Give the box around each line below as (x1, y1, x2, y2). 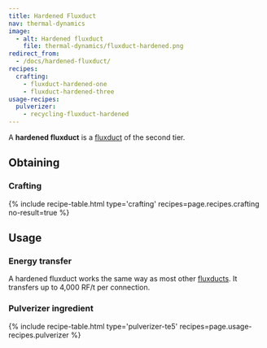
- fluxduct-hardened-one (23, 80, 107, 88)
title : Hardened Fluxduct (8, 11, 96, 20)
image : (8, 27, 31, 35)
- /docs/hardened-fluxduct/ (15, 58, 112, 66)
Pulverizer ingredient (8, 302, 94, 314)
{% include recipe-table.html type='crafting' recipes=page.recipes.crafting (8, 198, 260, 208)
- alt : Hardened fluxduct (15, 34, 104, 43)
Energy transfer (8, 255, 72, 267)
